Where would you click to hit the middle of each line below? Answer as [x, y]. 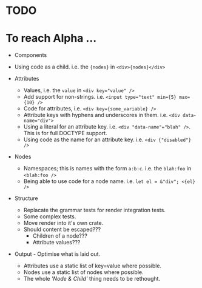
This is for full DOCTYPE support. [65, 133]
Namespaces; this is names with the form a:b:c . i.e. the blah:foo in [107, 169]
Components [31, 55]
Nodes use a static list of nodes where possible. [83, 272]
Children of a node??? [60, 236]
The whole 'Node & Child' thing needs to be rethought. [92, 279]
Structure [26, 198]
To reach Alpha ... [51, 39]
